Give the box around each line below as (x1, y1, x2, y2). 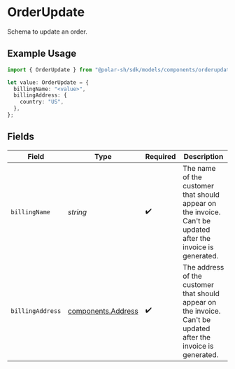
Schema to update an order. (7, 27, 87, 36)
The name (183, 163, 216, 173)
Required (145, 151, 176, 161)
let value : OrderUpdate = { (7, 78, 90, 86)
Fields (7, 131, 35, 143)
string (67, 207, 87, 217)
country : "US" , (20, 99, 64, 106)
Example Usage (7, 48, 77, 60)
